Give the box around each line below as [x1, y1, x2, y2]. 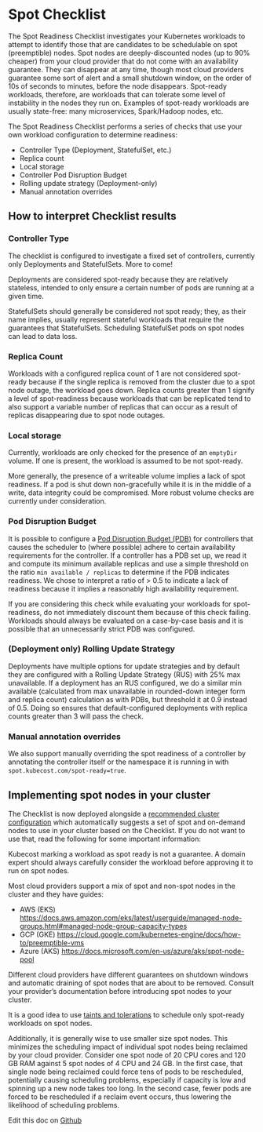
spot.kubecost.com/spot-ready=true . [8, 766, 127, 775]
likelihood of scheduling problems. [8, 1100, 120, 1109]
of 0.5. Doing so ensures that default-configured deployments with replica [8, 703, 248, 712]
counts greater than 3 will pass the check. [8, 712, 144, 721]
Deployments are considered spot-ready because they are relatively [8, 275, 228, 284]
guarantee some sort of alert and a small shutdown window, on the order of [8, 73, 252, 82]
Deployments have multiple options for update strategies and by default [8, 661, 240, 671]
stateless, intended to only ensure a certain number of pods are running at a [8, 282, 254, 292]
